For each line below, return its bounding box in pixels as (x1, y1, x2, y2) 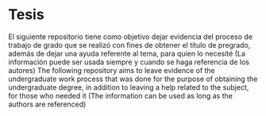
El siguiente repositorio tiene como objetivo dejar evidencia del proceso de (8, 32, 253, 41)
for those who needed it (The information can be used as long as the (8, 91, 233, 100)
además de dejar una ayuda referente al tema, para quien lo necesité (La (8, 48, 246, 58)
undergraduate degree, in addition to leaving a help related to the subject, (8, 82, 249, 92)
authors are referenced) (8, 99, 87, 109)
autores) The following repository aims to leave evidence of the (8, 65, 216, 75)
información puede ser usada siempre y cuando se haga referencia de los (8, 57, 250, 67)
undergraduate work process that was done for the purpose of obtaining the (8, 74, 258, 83)
